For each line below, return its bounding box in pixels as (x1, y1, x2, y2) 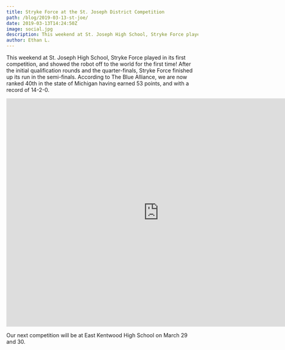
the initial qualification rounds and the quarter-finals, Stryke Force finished (6, 67, 193, 74)
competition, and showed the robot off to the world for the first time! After (6, 60, 191, 68)
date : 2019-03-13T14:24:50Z (6, 20, 78, 26)
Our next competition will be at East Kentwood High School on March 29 (6, 332, 188, 338)
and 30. (6, 338, 26, 345)
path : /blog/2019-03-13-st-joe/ (6, 15, 88, 21)
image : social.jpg (6, 26, 53, 32)
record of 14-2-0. (6, 86, 50, 93)
